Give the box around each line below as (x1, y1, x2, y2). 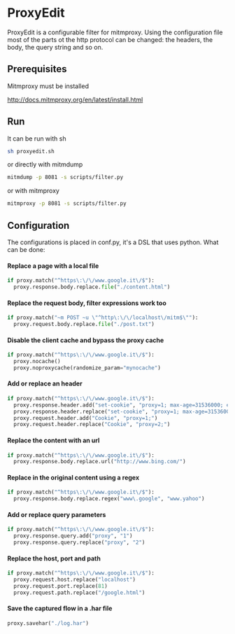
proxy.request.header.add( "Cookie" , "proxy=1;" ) (13, 414, 158, 421)
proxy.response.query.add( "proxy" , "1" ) (13, 533, 133, 540)
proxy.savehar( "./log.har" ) (7, 619, 90, 627)
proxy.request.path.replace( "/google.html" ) (13, 589, 145, 596)
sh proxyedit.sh (7, 148, 55, 155)
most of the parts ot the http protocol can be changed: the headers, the (7, 35, 213, 43)
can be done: (7, 246, 45, 253)
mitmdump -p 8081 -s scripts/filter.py (7, 174, 124, 181)
